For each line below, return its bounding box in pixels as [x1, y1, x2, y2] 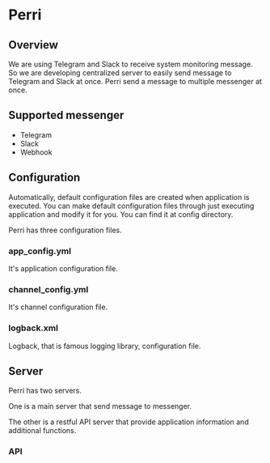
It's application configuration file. [8, 263, 119, 273]
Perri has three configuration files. [8, 225, 123, 235]
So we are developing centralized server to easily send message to [8, 68, 232, 78]
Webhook [19, 147, 53, 157]
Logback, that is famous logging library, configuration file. [8, 341, 201, 350]
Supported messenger [8, 108, 124, 122]
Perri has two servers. [8, 386, 82, 396]
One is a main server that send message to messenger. [8, 401, 192, 411]
